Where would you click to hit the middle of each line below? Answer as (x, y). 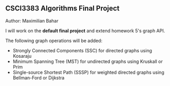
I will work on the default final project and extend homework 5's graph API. (85, 31)
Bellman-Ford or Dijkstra (39, 78)
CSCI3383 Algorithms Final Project (62, 8)
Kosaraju (22, 56)
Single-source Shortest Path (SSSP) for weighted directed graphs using (88, 72)
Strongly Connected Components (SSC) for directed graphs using (82, 50)
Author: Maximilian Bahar (32, 20)
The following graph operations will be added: (54, 40)
